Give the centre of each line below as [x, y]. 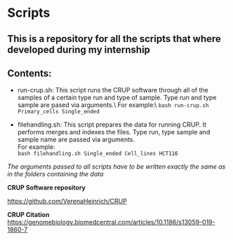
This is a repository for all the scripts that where [114, 39]
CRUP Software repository [47, 188]
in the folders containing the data [55, 174]
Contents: [29, 73]
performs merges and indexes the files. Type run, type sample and [114, 132]
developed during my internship [79, 49]
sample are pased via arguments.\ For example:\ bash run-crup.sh [113, 105]
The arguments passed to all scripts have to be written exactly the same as [116, 167]
